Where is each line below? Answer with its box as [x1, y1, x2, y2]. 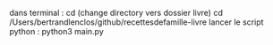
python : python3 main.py [9, 26, 105, 36]
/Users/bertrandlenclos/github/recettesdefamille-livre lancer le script [9, 17, 264, 27]
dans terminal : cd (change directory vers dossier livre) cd [9, 8, 224, 18]
